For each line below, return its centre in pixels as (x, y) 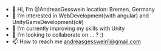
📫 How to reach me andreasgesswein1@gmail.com (77, 41)
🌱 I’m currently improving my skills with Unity (68, 28)
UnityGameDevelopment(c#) (48, 22)
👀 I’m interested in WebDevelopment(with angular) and (80, 16)
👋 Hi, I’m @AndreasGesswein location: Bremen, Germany (83, 9)
